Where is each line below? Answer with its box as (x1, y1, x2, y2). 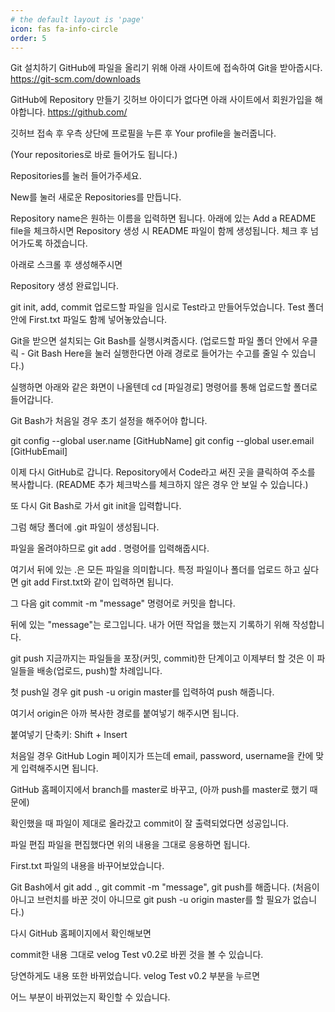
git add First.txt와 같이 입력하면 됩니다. (20, 576, 174, 588)
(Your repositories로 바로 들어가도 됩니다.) (10, 149, 178, 161)
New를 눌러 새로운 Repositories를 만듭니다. (10, 191, 182, 203)
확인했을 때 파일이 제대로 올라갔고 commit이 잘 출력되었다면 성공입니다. (10, 817, 290, 830)
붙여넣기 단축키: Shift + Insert (10, 729, 128, 741)
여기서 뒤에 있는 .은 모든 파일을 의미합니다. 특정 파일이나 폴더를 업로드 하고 (10, 564, 301, 576)
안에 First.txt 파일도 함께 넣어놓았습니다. (10, 314, 168, 326)
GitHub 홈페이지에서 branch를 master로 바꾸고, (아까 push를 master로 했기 (10, 784, 308, 796)
